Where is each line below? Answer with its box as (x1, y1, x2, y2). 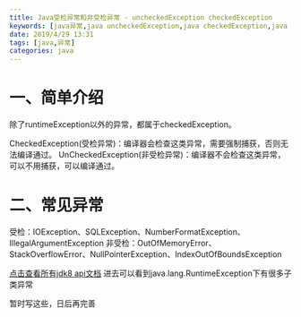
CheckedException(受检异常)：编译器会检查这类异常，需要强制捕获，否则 (9, 138, 281, 149)
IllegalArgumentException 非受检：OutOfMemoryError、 (9, 238, 217, 248)
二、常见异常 (9, 195, 105, 216)
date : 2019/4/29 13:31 (9, 30, 94, 39)
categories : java (9, 47, 74, 56)
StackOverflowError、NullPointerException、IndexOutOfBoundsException (9, 249, 282, 260)
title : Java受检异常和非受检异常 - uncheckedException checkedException (9, 13, 273, 22)
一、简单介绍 (9, 88, 105, 108)
